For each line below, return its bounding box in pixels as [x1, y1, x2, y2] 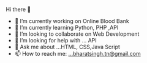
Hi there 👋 [6, 6, 31, 13]
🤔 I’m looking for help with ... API [14, 37, 97, 44]
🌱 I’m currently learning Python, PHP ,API [14, 24, 119, 31]
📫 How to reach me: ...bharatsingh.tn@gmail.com [14, 50, 141, 57]
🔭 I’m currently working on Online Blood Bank [14, 18, 129, 24]
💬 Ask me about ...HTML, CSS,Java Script [14, 43, 121, 50]
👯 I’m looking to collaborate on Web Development [14, 30, 140, 38]
